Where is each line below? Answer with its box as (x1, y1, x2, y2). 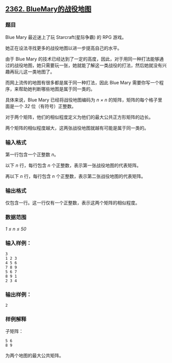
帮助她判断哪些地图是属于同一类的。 (18, 86, 95, 92)
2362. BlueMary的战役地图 (5, 5, 92, 14)
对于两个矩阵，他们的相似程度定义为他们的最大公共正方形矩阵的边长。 (5, 114, 154, 120)
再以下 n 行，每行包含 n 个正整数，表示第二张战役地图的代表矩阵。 (5, 173, 146, 179)
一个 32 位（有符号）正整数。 (14, 103, 77, 109)
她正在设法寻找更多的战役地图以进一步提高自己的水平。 (5, 45, 122, 51)
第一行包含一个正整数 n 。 (5, 151, 59, 157)
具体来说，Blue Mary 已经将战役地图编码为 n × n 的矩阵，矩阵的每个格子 (5, 97, 158, 103)
